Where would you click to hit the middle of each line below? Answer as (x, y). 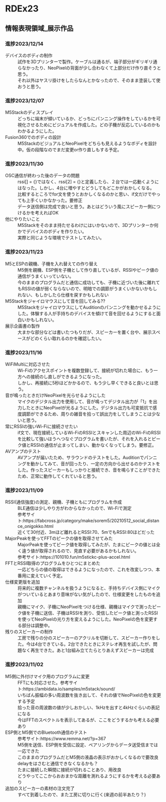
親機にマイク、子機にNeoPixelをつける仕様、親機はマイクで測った (85, 607)
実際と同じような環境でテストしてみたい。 (61, 238)
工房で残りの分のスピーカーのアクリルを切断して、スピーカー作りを (87, 638)
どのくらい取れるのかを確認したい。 (67, 338)
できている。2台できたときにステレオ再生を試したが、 (98, 644)
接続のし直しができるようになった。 (67, 377)
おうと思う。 (30, 86)
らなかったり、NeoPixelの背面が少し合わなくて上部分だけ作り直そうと (89, 68)
